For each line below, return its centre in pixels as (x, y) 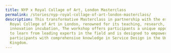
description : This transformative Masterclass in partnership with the (83, 19)
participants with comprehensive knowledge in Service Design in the (85, 38)
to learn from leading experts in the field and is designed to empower (89, 33)
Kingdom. (19, 43)
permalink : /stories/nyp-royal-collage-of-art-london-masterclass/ (78, 15)
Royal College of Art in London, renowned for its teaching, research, (88, 24)
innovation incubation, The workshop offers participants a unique (83, 29)
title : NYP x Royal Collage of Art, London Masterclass (66, 10)
